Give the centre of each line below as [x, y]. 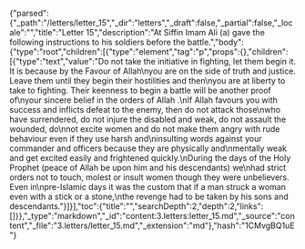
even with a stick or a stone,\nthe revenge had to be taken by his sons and [149, 196]
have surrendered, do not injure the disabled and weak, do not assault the [148, 119]
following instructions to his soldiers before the [97, 42]
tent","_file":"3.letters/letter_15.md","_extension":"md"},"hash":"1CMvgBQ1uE [152, 225]
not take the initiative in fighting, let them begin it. [203, 61]
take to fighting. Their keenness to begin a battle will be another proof [140, 90]
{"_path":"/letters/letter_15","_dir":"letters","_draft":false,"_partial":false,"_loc [151, 23]
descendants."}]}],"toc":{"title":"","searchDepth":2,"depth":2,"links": [137, 206]
